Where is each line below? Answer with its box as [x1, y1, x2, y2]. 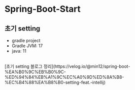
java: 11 [11, 48, 27, 54]
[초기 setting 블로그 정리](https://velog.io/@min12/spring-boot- [4, 63, 131, 69]
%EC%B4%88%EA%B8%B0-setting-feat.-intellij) [4, 80, 106, 85]
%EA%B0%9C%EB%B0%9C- [4, 69, 66, 75]
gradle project [11, 38, 40, 43]
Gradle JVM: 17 [11, 43, 43, 49]
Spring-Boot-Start [4, 3, 81, 15]
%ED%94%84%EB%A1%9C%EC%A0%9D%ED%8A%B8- [4, 74, 124, 80]
